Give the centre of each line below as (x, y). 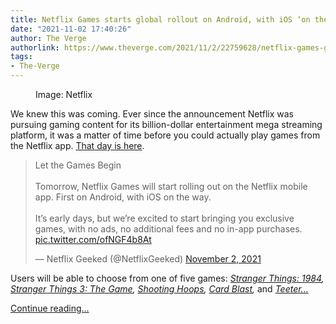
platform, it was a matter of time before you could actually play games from (165, 135)
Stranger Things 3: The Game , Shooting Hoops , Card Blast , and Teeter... (159, 289)
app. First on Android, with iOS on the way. (123, 197)
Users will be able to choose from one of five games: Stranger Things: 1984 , (167, 278)
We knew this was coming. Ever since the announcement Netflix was (152, 114)
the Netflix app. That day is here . (77, 145)
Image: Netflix (64, 94)
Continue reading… (50, 308)
